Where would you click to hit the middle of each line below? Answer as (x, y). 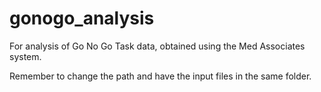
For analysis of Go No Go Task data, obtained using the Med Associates (157, 46)
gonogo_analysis (82, 18)
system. (25, 56)
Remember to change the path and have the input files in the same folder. (160, 76)
